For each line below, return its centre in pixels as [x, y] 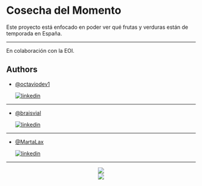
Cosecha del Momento [64, 10]
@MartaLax [29, 142]
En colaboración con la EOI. [41, 50]
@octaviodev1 [32, 84]
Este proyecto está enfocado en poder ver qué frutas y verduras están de [97, 27]
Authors [22, 70]
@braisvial [28, 113]
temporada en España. [34, 33]
